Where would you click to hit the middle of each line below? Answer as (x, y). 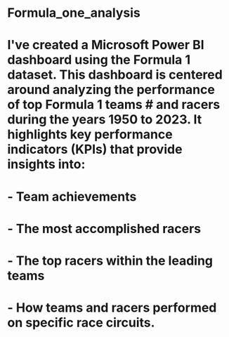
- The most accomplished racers (104, 229)
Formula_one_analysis (74, 13)
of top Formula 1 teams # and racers (114, 105)
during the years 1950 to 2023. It (105, 120)
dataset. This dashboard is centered (115, 75)
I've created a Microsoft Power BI (106, 45)
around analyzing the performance (111, 90)
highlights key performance (90, 134)
